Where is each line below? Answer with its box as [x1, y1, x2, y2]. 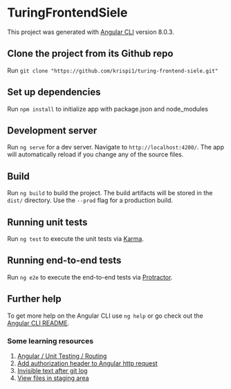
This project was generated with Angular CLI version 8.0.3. [7, 28, 174, 36]
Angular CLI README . [7, 318, 70, 327]
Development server [7, 125, 98, 136]
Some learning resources [7, 336, 94, 345]
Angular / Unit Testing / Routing [17, 352, 107, 360]
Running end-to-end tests [7, 255, 122, 266]
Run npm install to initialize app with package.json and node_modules [7, 105, 209, 113]
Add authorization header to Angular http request [17, 359, 158, 368]
